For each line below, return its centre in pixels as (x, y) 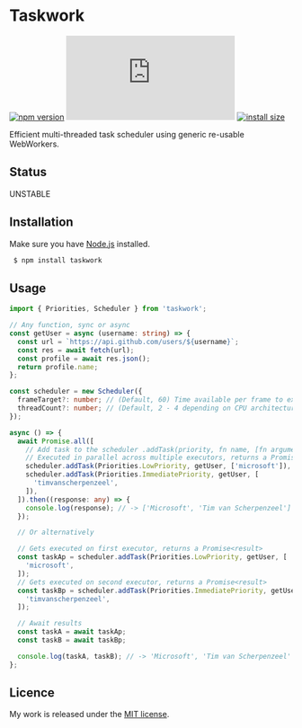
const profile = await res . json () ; (84, 359)
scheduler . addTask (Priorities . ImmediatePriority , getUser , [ (142, 475)
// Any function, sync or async (70, 325)
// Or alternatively (56, 533)
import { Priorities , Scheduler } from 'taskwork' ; (108, 309)
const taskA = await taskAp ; (72, 632)
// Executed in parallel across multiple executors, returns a (147, 458)
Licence (32, 693)
